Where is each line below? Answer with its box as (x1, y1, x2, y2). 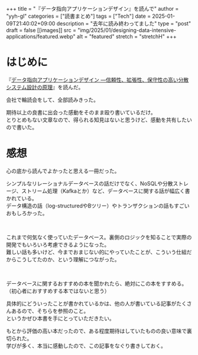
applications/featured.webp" (6, 33, 76, 40)
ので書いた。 (6, 123, 37, 130)
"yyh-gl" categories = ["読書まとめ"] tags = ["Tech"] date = (6, 12, 151, 20)
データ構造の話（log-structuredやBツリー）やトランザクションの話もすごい (6, 202, 190, 209)
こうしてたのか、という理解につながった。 (16, 255, 120, 263)
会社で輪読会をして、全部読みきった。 (6, 96, 99, 103)
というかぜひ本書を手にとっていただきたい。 (6, 315, 115, 322)
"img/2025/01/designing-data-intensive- (77, 27, 177, 34)
